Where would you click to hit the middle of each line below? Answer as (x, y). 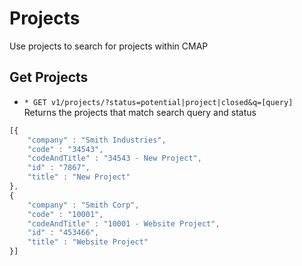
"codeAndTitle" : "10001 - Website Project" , (124, 223)
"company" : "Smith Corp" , (83, 205)
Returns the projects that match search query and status (140, 112)
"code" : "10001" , (65, 214)
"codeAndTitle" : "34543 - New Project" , (114, 158)
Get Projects (49, 77)
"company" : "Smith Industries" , (97, 140)
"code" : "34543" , (65, 149)
